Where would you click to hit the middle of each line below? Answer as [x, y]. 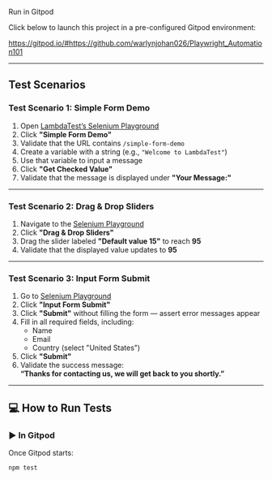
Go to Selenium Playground [66, 296]
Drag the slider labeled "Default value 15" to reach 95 [110, 241]
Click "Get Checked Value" [66, 169]
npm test [23, 467]
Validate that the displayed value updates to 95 [99, 249]
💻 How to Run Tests [60, 408]
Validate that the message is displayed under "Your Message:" [126, 177]
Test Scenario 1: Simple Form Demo [79, 108]
